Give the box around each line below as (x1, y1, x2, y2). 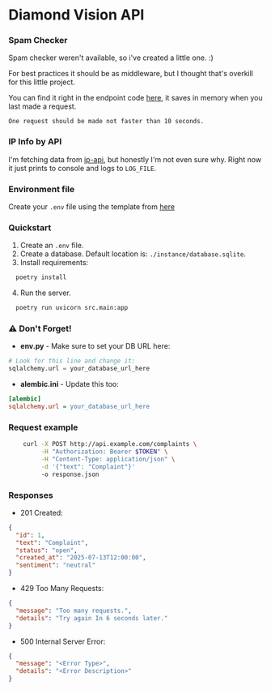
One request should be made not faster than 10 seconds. (8, 118, 205, 126)
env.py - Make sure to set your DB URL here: (19, 341, 171, 351)
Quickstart (8, 222, 52, 233)
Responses (8, 489, 54, 500)
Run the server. (19, 288, 71, 298)
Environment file (8, 183, 75, 195)
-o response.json (40, 470, 100, 478)
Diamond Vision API (8, 6, 145, 24)
